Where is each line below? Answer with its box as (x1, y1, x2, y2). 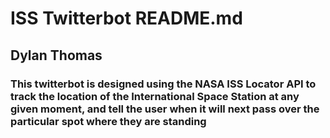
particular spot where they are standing (10, 114, 207, 128)
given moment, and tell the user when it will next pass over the (10, 102, 320, 116)
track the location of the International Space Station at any (10, 89, 300, 103)
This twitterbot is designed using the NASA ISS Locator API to (10, 77, 317, 91)
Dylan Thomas (10, 47, 103, 64)
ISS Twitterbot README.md (10, 7, 243, 30)
